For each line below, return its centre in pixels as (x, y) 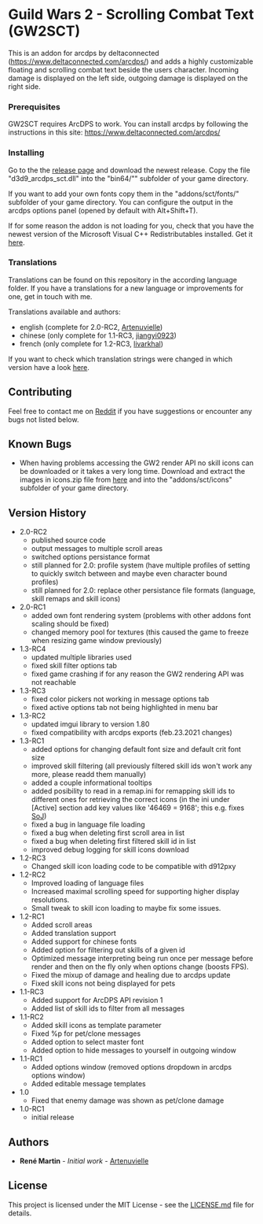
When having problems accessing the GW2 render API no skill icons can (136, 463)
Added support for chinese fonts (84, 941)
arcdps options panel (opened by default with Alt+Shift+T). (103, 210)
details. (20, 1213)
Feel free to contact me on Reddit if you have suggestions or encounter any (130, 411)
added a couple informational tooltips (91, 783)
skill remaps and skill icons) (76, 599)
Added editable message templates (89, 1084)
